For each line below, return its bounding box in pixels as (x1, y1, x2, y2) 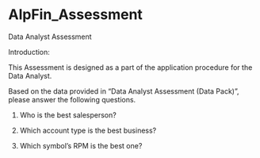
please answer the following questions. (8, 94, 136, 104)
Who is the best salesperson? (19, 110, 117, 120)
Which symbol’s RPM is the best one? (19, 141, 143, 150)
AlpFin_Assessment (8, 6, 143, 24)
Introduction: (8, 47, 50, 56)
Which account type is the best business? (19, 125, 157, 135)
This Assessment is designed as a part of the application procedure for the (8, 62, 253, 72)
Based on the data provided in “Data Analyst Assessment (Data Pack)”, (8, 86, 239, 96)
